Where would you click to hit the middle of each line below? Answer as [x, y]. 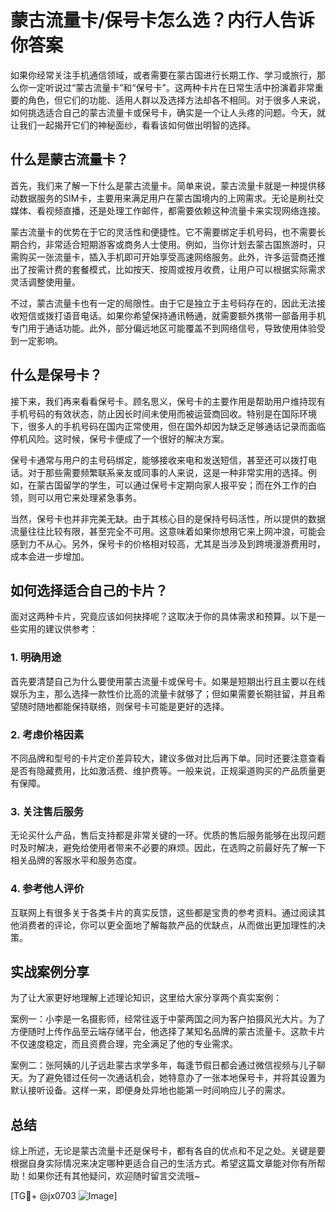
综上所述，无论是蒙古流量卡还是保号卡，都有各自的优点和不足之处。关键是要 [168, 1151]
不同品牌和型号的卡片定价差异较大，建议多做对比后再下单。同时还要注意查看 [168, 758]
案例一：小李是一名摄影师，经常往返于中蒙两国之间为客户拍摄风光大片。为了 [168, 1019]
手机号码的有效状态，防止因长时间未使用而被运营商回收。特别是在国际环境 [163, 413]
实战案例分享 [50, 971]
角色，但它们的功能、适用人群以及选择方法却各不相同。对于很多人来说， [176, 100]
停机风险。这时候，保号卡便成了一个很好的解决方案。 [120, 438]
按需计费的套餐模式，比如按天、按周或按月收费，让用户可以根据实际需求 [176, 269]
